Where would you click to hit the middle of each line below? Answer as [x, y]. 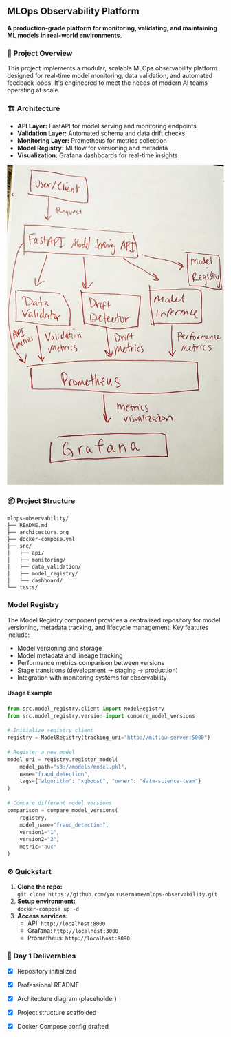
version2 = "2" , [40, 840]
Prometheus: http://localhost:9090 [79, 938]
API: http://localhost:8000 [66, 923]
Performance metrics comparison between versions [91, 662]
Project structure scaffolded [57, 1012]
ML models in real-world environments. [65, 35]
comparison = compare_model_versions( [63, 810]
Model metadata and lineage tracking [70, 655]
